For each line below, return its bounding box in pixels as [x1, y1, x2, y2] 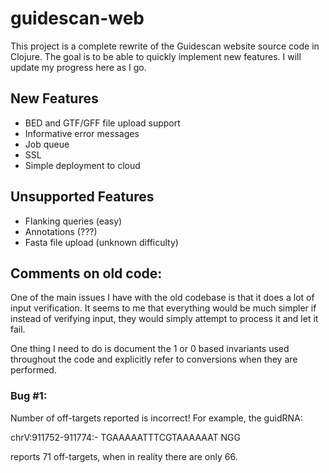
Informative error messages [24, 127, 140, 139]
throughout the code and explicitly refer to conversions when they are [10, 353, 298, 366]
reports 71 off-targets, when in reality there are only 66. [10, 450, 238, 462]
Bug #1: [10, 389, 48, 403]
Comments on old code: [10, 265, 163, 282]
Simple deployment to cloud [24, 159, 141, 171]
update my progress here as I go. [10, 61, 147, 73]
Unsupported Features [10, 188, 155, 206]
